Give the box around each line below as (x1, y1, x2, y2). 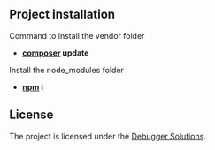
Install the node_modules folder (9, 64, 124, 75)
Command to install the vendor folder (9, 30, 145, 41)
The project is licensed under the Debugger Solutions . (9, 131, 206, 141)
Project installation (9, 7, 116, 22)
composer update (21, 48, 89, 58)
